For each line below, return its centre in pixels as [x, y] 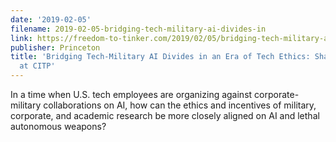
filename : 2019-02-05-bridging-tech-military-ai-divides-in [138, 29]
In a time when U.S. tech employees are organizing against [131, 94]
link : [21, 38]
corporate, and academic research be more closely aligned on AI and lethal [165, 115]
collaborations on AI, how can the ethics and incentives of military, [180, 105]
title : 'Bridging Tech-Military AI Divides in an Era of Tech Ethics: [160, 57]
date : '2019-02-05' [51, 19]
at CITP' [37, 66]
